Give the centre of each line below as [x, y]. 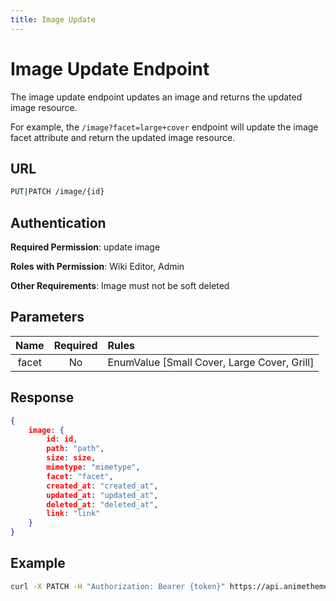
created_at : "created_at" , [102, 486]
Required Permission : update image [85, 247]
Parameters [47, 317]
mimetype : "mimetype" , [93, 467]
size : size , [71, 458]
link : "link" [73, 514]
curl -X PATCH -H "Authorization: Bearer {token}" [118, 586]
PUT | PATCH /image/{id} [57, 192]
